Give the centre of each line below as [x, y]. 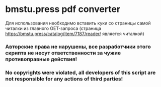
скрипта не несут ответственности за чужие [63, 52]
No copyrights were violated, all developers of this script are [80, 72]
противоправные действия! [41, 59]
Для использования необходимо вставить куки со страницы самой [78, 23]
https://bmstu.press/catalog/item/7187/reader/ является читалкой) [75, 33]
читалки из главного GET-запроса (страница [53, 28]
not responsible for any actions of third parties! [64, 78]
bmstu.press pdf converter [63, 9]
